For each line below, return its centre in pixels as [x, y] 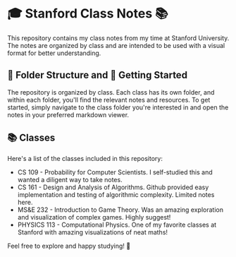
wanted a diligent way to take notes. [70, 179]
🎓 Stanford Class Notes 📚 [88, 14]
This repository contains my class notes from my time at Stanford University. [118, 38]
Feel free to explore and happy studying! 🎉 [69, 246]
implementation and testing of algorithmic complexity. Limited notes [116, 194]
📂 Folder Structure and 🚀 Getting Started [98, 75]
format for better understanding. [54, 53]
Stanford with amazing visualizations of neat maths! [92, 232]
